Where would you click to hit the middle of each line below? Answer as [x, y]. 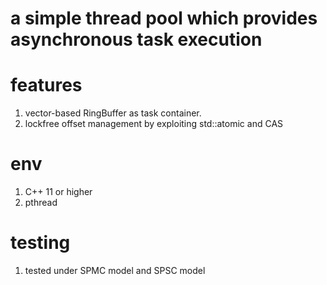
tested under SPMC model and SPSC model [115, 270]
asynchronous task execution [136, 39]
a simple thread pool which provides [164, 18]
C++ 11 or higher [58, 192]
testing [40, 243]
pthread [41, 203]
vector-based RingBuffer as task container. [113, 113]
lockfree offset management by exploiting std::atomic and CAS [154, 124]
